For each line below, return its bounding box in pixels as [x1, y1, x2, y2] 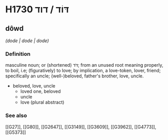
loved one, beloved [20, 88, 61, 94]
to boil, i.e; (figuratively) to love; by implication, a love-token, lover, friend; [5, 68, 161, 74]
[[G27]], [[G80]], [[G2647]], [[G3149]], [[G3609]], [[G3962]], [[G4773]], [5, 124, 157, 130]
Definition [5, 50, 31, 57]
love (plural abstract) [20, 99, 65, 106]
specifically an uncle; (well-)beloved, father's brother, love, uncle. [5, 73, 144, 79]
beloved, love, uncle [12, 83, 55, 89]
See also [5, 112, 27, 119]
